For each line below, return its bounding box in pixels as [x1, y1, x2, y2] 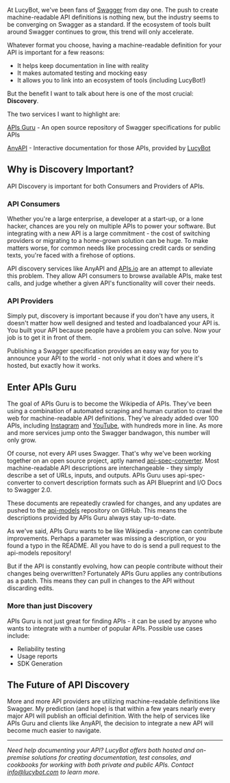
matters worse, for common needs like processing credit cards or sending [7, 244, 216, 253]
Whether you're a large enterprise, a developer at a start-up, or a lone [7, 215, 204, 223]
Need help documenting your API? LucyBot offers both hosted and [7, 746, 195, 754]
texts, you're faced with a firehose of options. [7, 251, 136, 259]
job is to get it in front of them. [7, 334, 92, 342]
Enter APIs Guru [7, 381, 77, 393]
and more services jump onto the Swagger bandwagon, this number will [7, 429, 210, 437]
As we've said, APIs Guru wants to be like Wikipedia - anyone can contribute [7, 527, 223, 535]
